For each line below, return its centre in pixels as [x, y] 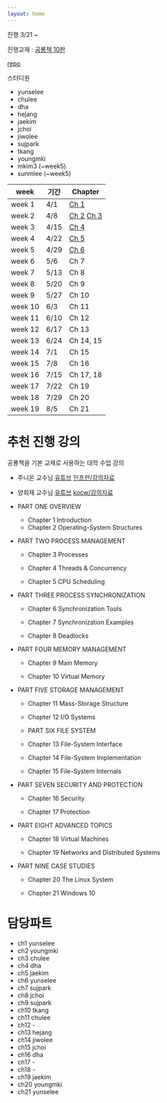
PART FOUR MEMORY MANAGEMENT [72, 649]
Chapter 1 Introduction [59, 520]
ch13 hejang [34, 1032]
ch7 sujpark [34, 988]
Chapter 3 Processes [58, 554]
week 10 [25, 306]
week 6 [23, 261]
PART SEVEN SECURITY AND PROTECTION [80, 784]
